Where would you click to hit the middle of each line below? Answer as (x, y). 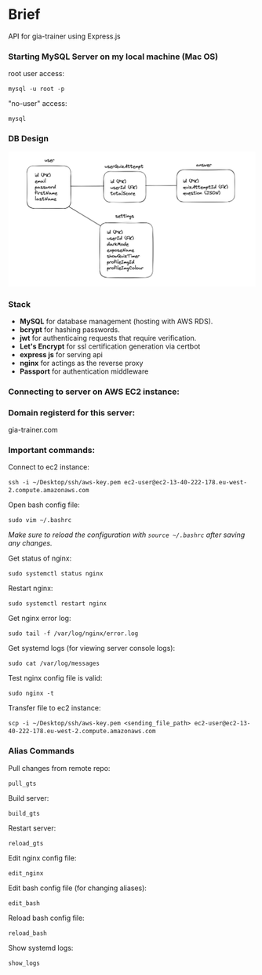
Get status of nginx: (40, 558)
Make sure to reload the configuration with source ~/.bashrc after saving (127, 535)
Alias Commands (41, 751)
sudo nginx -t (31, 694)
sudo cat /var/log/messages (54, 664)
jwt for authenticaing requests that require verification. (108, 338)
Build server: (29, 798)
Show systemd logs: (41, 948)
